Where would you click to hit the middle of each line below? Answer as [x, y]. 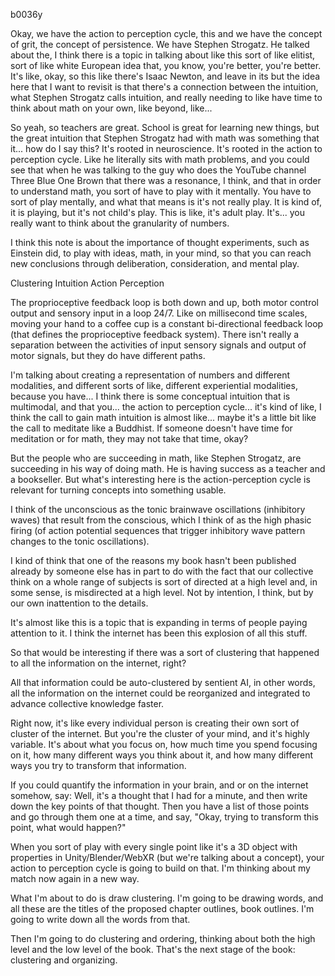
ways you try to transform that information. [98, 765]
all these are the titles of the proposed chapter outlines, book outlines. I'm [162, 908]
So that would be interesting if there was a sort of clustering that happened [165, 652]
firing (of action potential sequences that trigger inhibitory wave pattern [158, 530]
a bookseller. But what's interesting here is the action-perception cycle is [160, 479]
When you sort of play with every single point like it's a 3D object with [154, 847]
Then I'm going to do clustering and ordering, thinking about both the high [163, 938]
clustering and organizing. [64, 960]
